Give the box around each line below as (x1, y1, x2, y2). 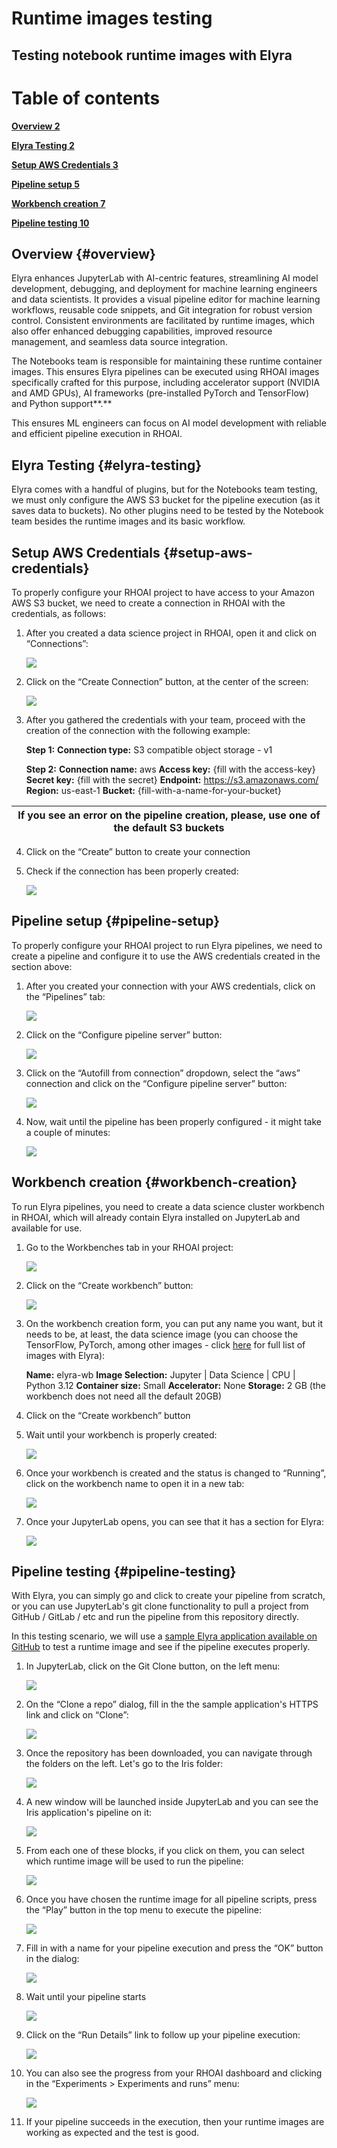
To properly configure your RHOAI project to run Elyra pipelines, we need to (11, 939, 323, 951)
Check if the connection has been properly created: (25, 865, 239, 877)
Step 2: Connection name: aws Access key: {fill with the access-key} (25, 763, 316, 775)
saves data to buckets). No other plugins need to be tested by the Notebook (11, 505, 324, 517)
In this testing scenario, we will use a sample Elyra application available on (11, 1630, 318, 1642)
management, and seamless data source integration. (11, 336, 228, 348)
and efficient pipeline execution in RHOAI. (11, 428, 183, 440)
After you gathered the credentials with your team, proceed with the (25, 713, 306, 726)
